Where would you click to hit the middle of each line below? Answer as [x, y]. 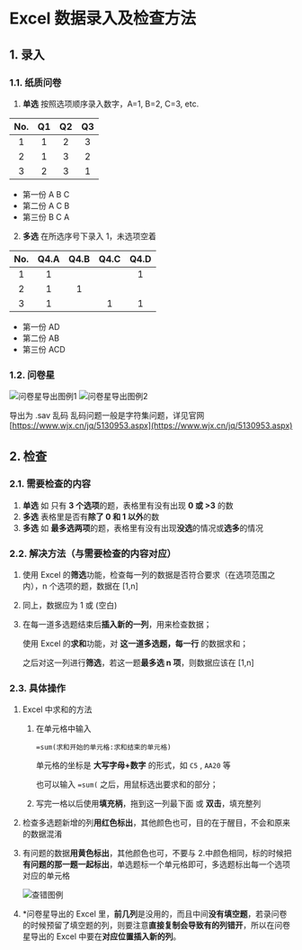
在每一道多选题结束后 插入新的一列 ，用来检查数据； [117, 625]
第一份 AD [41, 326]
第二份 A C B [46, 206]
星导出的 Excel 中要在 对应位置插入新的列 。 [102, 936]
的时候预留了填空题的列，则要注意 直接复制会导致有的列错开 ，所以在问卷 [156, 926]
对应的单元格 [46, 876]
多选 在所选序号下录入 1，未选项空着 [89, 236]
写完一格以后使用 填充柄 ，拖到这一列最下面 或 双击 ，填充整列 [148, 804]
